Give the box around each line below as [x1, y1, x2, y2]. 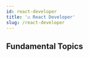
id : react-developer [6, 8, 58, 15]
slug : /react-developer [6, 19, 65, 25]
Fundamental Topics [6, 41, 83, 51]
